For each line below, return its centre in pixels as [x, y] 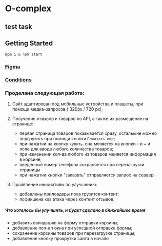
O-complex [28, 9]
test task [19, 27]
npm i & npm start [24, 54]
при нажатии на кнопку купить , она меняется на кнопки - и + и [85, 144]
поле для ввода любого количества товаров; [66, 149]
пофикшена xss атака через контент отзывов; [67, 199]
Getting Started [29, 43]
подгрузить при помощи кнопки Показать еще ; [67, 138]
